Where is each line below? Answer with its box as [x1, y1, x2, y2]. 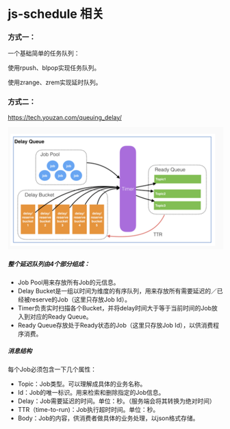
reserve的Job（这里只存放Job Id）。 [29, 295, 131, 304]
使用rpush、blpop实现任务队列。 [8, 64, 101, 72]
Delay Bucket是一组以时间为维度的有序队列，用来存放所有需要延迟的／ [17, 287, 218, 295]
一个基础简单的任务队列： [8, 49, 80, 58]
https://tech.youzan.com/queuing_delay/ [8, 113, 123, 121]
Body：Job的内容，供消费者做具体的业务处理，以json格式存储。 [17, 414, 199, 422]
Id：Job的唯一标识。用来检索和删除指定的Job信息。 [17, 389, 165, 397]
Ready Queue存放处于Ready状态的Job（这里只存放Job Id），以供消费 [17, 321, 214, 330]
